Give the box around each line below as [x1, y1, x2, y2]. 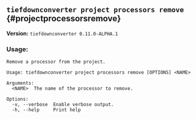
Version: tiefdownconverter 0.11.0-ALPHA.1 [6, 29, 119, 37]
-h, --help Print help [12, 107, 81, 113]
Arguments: [6, 80, 34, 87]
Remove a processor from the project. [6, 59, 106, 65]
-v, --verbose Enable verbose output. [12, 101, 114, 108]
